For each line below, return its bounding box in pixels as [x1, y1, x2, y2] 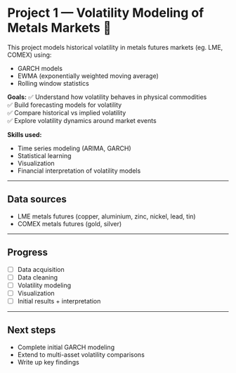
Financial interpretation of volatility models [17, 166, 141, 175]
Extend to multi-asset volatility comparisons [17, 350, 145, 359]
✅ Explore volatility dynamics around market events [7, 116, 157, 124]
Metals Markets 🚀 [7, 20, 112, 36]
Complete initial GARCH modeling [17, 343, 114, 351]
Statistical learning [17, 151, 72, 159]
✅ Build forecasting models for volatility [7, 100, 122, 109]
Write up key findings [17, 358, 79, 366]
